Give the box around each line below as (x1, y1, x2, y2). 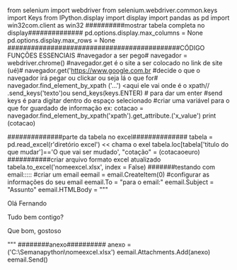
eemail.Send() (7, 255, 48, 264)
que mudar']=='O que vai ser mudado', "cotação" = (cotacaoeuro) (7, 148, 200, 156)
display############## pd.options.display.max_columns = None (7, 28, 204, 37)
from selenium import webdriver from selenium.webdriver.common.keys (7, 6, 218, 14)
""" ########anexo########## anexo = (7, 240, 132, 249)
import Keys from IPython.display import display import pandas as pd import (7, 13, 230, 22)
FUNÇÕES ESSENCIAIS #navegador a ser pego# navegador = (7, 51, 187, 60)
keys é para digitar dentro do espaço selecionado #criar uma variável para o (7, 96, 230, 105)
